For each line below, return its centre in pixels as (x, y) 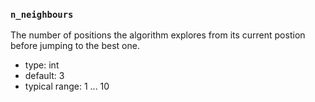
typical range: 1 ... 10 (67, 86)
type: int (42, 65)
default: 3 (44, 76)
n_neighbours (42, 14)
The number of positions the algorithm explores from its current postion (158, 35)
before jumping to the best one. (75, 46)
